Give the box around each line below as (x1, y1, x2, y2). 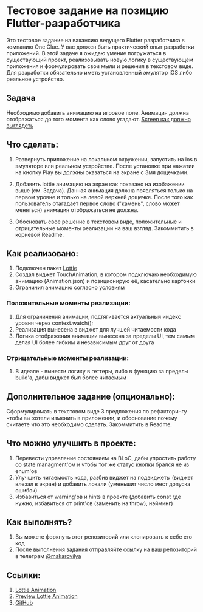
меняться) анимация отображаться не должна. (15, 206, 139, 213)
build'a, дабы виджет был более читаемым (15, 374, 126, 381)
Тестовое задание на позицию (6, 4, 169, 18)
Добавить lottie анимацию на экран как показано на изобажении (15, 180, 185, 188)
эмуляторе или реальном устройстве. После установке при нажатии (15, 162, 196, 169)
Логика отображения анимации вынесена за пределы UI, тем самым (15, 332, 196, 339)
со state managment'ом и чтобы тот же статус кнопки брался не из (15, 461, 190, 468)
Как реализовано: (6, 248, 79, 259)
